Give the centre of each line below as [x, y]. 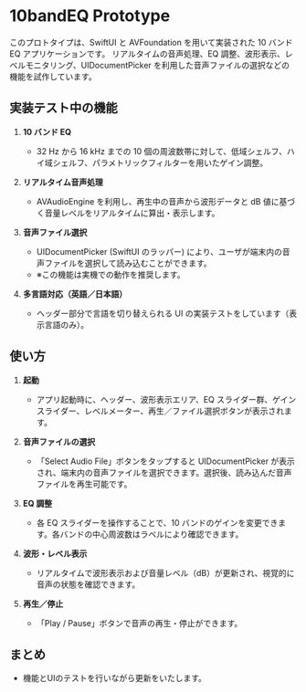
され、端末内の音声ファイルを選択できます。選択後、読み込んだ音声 [164, 472]
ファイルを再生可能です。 [84, 484]
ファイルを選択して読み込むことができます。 [128, 263]
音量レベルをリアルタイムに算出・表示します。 [132, 213]
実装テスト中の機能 [63, 108]
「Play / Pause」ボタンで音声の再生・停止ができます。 [139, 623]
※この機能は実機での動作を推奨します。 [111, 274]
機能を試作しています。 [53, 76]
